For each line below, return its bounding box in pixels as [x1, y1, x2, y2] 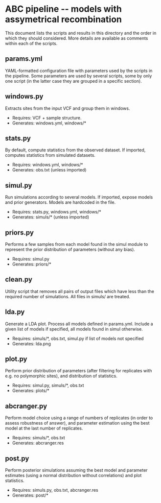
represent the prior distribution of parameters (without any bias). [5, 246, 136, 252]
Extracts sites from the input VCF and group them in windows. [5, 105, 130, 111]
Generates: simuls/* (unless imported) [12, 214, 90, 220]
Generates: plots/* [12, 388, 50, 394]
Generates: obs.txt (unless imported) [12, 167, 87, 173]
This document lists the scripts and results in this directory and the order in [5, 30, 157, 36]
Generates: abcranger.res [12, 440, 64, 446]
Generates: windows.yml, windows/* [12, 120, 87, 126]
